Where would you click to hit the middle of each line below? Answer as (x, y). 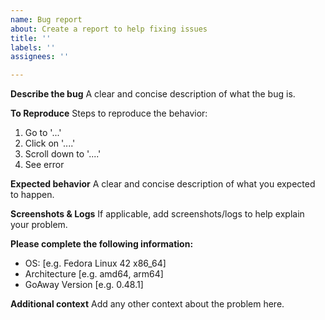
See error (44, 165)
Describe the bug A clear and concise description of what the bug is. (153, 94)
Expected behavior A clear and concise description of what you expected (163, 184)
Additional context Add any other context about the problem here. (147, 304)
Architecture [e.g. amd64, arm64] (94, 274)
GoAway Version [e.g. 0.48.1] (84, 285)
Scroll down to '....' (63, 154)
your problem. (39, 225)
